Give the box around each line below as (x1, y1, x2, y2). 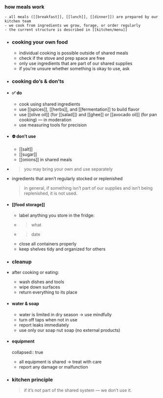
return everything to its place (19, 289, 78, 295)
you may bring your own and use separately (23, 166, 113, 172)
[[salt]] (19, 146, 33, 152)
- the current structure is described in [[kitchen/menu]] (4, 27, 128, 32)
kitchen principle (11, 376, 53, 383)
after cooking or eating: (11, 270, 59, 275)
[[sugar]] (19, 151, 37, 157)
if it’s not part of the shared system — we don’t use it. (23, 387, 132, 393)
